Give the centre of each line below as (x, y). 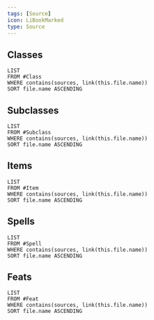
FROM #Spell (24, 243)
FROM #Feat (23, 299)
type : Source (26, 26)
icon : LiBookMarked (36, 20)
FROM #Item (23, 188)
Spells (21, 222)
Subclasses (33, 110)
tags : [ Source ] (29, 14)
